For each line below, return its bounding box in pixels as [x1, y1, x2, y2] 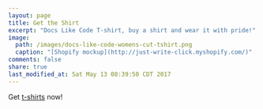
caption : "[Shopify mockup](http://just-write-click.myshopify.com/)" [15, 48, 253, 56]
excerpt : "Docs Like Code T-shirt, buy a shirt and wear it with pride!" [8, 26, 257, 34]
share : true [8, 63, 47, 71]
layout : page [8, 11, 51, 20]
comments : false [8, 56, 62, 64]
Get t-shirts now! [8, 92, 63, 101]
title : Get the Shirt [8, 19, 80, 27]
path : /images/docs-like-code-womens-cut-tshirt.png [15, 41, 193, 49]
